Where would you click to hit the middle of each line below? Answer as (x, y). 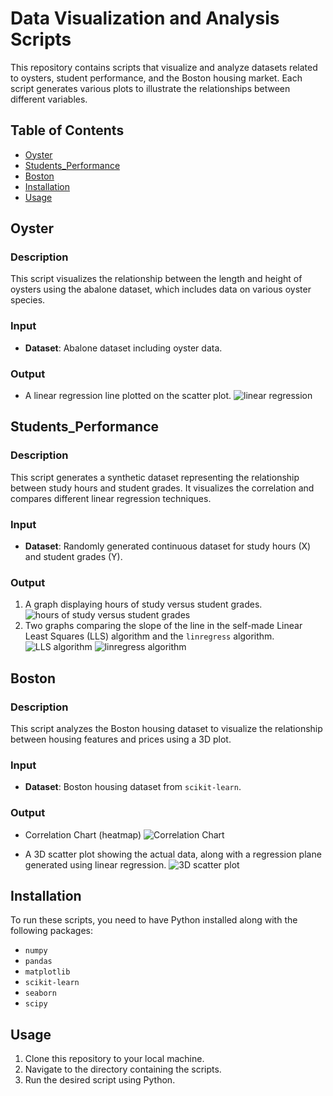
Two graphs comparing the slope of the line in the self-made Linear (163, 626)
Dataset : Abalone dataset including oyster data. (123, 348)
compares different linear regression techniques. (111, 498)
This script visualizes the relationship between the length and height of (156, 279)
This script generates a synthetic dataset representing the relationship (155, 477)
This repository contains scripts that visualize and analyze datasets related (164, 67)
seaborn (40, 993)
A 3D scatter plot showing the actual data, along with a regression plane (173, 854)
